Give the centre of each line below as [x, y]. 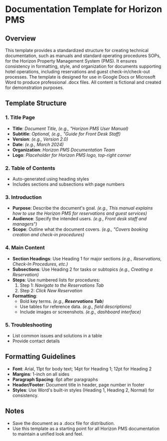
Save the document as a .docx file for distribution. [64, 423]
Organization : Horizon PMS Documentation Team [64, 150]
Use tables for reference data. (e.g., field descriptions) [76, 306]
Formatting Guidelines [40, 357]
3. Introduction [23, 197]
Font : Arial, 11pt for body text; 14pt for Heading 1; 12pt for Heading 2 [82, 368]
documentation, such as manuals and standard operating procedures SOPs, [83, 56]
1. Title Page [20, 118]
